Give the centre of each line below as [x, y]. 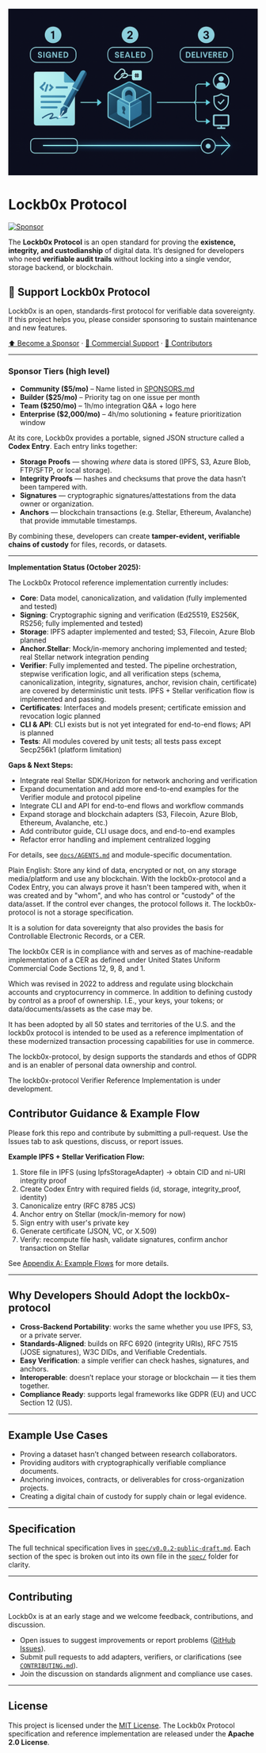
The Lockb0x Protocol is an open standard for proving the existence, [122, 242]
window [32, 422]
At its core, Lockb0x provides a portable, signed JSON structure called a [126, 438]
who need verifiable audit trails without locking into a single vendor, [120, 259]
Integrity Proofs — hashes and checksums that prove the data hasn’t [133, 478]
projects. [34, 1488]
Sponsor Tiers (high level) [59, 371]
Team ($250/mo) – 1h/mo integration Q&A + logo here [108, 405]
